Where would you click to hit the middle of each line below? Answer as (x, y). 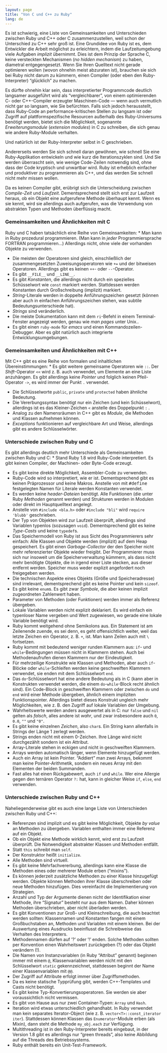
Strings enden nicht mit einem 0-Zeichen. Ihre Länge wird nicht (77, 737)
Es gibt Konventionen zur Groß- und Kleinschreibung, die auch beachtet (86, 913)
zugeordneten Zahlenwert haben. (46, 594)
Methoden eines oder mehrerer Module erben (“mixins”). (71, 871)
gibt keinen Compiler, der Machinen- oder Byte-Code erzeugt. (69, 463)
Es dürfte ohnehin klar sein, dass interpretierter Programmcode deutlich (79, 90)
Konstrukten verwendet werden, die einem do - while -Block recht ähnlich (86, 684)
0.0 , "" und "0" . (28, 721)
